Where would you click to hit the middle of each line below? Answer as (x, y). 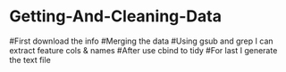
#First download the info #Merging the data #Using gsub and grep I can (142, 41)
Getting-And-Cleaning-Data (115, 16)
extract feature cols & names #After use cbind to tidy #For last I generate (143, 50)
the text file (30, 60)
